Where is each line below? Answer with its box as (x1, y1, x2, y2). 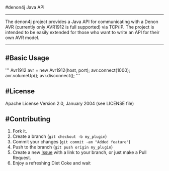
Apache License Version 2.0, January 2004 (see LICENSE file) (5, 100, 134, 106)
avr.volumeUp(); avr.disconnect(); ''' (5, 72, 80, 78)
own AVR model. (5, 35, 39, 41)
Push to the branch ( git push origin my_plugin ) (12, 144, 113, 150)
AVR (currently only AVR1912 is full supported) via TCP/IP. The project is (5, 24, 154, 30)
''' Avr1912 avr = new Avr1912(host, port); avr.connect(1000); (5, 67, 131, 73)
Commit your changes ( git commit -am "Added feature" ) (12, 139, 131, 145)
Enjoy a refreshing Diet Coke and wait (12, 160, 91, 166)
